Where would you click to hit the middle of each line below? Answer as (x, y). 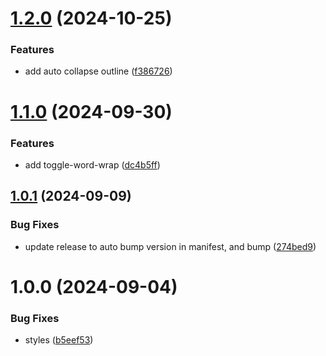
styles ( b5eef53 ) (59, 340)
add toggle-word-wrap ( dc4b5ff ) (92, 164)
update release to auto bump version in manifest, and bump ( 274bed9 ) (170, 246)
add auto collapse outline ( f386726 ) (98, 71)
